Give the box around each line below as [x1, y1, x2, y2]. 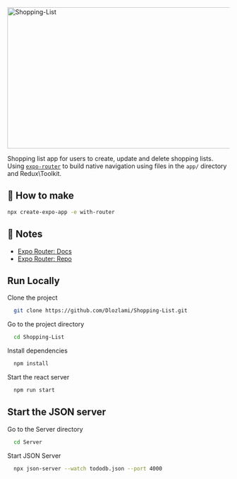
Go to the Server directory [7, 425, 83, 433]
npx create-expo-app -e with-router [7, 208, 115, 215]
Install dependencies [7, 346, 68, 355]
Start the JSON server [7, 406, 107, 418]
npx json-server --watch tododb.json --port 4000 [13, 465, 162, 472]
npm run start [13, 386, 55, 394]
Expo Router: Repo [17, 254, 73, 263]
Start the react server [7, 372, 70, 381]
